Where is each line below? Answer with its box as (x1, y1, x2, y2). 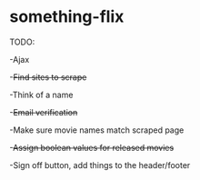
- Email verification (9, 106, 78, 117)
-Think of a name (9, 89, 74, 100)
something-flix (9, 6, 125, 27)
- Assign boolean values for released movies (9, 142, 175, 153)
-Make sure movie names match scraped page (9, 125, 185, 135)
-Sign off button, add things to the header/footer (9, 159, 191, 170)
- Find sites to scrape (9, 71, 87, 83)
